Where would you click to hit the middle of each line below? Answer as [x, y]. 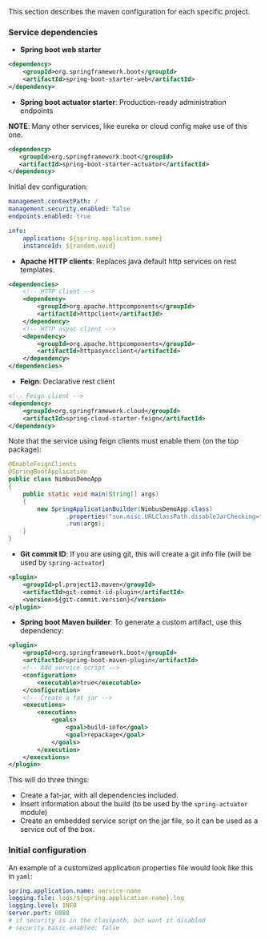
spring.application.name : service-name [75, 891]
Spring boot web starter [60, 50]
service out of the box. [57, 830]
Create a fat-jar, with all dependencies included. [99, 795]
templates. [37, 269]
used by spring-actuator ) [62, 563]
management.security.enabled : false [69, 209]
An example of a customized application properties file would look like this [131, 867]
